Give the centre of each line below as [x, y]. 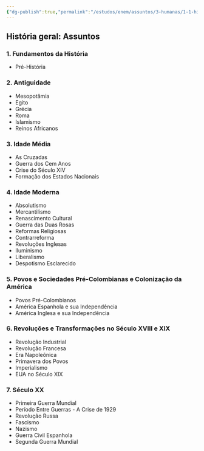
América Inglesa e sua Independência [62, 313]
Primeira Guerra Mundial [46, 403]
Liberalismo [29, 257]
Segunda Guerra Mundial [46, 442]
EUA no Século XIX [39, 374]
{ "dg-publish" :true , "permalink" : [49, 12]
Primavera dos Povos [42, 361]
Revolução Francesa [41, 348]
